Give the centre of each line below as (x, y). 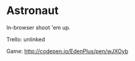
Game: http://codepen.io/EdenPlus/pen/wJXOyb (67, 51)
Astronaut (33, 11)
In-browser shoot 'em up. (38, 27)
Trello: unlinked (26, 39)
